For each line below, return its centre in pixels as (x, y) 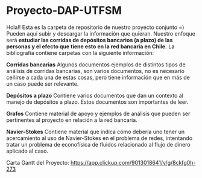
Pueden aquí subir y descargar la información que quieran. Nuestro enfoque (101, 33)
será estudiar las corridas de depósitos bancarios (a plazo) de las (90, 40)
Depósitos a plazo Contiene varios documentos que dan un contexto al (95, 95)
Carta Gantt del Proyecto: (38, 162)
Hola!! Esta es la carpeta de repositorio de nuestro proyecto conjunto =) (95, 27)
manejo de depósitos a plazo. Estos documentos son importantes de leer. (97, 102)
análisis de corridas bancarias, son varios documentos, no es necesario (96, 71)
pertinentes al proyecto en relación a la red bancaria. (72, 120)
